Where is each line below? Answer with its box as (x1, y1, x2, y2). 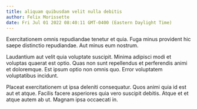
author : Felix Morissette (6, 14, 69, 20)
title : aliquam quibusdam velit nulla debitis (6, 8, 122, 15)
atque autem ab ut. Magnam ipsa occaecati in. (6, 96, 119, 103)
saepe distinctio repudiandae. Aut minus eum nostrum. (6, 42, 139, 49)
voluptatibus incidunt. (6, 72, 59, 80)
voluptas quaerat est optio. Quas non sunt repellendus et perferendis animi (6, 60, 188, 67)
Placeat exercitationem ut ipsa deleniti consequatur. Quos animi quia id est (6, 84, 186, 91)
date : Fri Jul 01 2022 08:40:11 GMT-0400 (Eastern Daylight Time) (6, 19, 172, 25)
